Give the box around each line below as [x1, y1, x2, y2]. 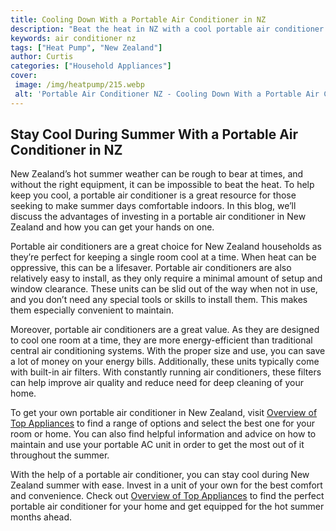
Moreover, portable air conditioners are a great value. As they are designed [10, 324, 320, 336]
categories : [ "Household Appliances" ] [10, 61, 172, 71]
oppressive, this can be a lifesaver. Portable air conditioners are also [10, 262, 292, 274]
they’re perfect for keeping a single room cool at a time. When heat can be [10, 251, 317, 263]
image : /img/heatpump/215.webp [14, 80, 145, 90]
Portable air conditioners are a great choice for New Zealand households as [10, 241, 323, 253]
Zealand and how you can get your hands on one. [10, 221, 215, 233]
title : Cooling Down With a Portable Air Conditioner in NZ [10, 14, 267, 25]
